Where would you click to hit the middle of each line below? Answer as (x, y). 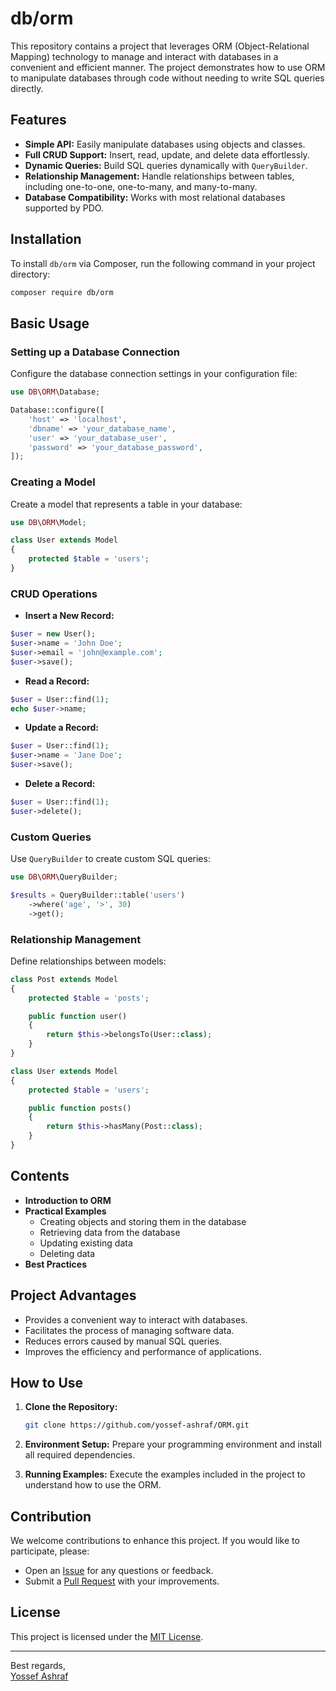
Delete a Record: (60, 784)
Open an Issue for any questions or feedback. (119, 1571)
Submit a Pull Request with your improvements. (122, 1581)
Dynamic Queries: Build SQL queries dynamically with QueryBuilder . (166, 165)
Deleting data (67, 1253)
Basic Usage (50, 323)
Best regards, (38, 1665)
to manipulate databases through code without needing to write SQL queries (167, 78)
